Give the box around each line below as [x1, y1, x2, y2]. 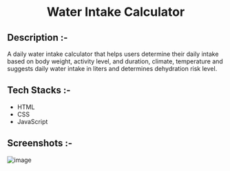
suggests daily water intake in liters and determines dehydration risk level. [7, 65, 218, 72]
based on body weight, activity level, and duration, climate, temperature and [7, 57, 224, 66]
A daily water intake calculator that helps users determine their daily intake [7, 50, 219, 58]
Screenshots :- [7, 137, 73, 149]
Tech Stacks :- [7, 84, 71, 97]
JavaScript [17, 117, 48, 125]
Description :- [7, 32, 68, 43]
